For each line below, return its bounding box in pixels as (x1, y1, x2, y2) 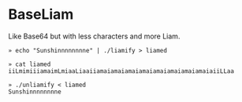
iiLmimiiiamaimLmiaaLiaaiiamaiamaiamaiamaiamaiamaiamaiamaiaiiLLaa (8, 67, 235, 75)
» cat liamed (8, 60, 51, 68)
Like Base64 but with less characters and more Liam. (8, 31, 181, 41)
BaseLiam (8, 5, 74, 24)
